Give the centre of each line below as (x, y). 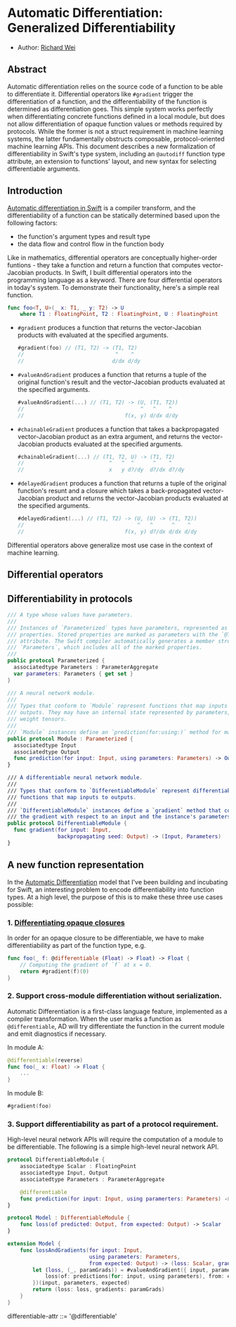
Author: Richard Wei (46, 47)
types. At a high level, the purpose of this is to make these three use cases (115, 897)
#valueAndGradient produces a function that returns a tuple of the (112, 374)
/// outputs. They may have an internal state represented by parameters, (119, 713)
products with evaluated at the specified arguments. (93, 335)
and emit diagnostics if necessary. (57, 1034)
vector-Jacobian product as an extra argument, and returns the (109, 436)
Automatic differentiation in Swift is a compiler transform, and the (101, 208)
